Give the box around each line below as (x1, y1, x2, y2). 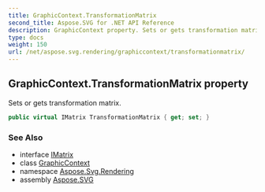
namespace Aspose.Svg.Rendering (19, 166, 134, 175)
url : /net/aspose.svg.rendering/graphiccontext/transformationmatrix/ (8, 48, 245, 56)
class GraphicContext (19, 158, 91, 168)
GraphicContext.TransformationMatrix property (8, 77, 249, 90)
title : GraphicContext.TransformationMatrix (8, 11, 157, 20)
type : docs (8, 33, 44, 42)
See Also (8, 131, 43, 142)
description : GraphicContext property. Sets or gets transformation (8, 26, 238, 34)
